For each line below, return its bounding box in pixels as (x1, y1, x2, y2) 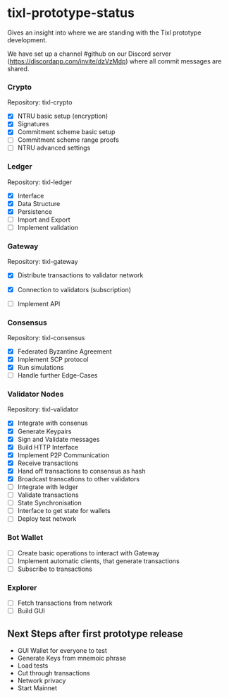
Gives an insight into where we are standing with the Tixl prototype (7, 28, 202, 37)
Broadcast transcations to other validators (17, 474, 140, 483)
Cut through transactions (17, 669, 90, 678)
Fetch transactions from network (17, 598, 113, 608)
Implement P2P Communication (17, 450, 110, 459)
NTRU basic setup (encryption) (17, 112, 108, 121)
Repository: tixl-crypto (7, 98, 73, 107)
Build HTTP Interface (17, 443, 79, 451)
